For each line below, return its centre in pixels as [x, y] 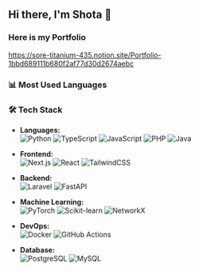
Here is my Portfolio [47, 38]
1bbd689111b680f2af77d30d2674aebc [71, 63]
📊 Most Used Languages [58, 85]
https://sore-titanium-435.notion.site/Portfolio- [85, 55]
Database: [37, 249]
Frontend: [36, 153]
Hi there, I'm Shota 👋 [60, 15]
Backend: [36, 177]
